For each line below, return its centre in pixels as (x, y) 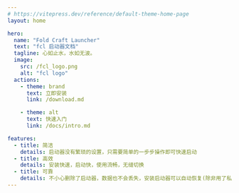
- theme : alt (39, 113)
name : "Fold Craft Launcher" (57, 40)
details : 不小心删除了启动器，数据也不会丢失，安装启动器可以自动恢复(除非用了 (123, 179)
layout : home (27, 21)
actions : (27, 80)
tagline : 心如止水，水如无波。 (55, 53)
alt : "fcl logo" (44, 73)
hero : (15, 33)
